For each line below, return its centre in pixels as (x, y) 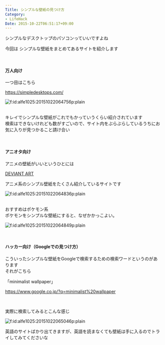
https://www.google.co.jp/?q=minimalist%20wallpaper (60, 291)
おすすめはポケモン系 (27, 209)
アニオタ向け (18, 152)
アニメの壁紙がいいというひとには (40, 163)
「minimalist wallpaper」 (30, 281)
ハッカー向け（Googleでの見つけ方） (43, 247)
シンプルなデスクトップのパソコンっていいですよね (57, 38)
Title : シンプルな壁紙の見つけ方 (35, 10)
